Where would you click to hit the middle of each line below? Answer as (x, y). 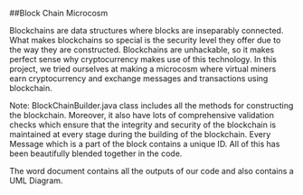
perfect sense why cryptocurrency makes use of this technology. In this (143, 59)
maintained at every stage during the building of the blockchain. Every (140, 134)
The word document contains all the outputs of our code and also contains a (151, 171)
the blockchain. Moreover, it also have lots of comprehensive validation (142, 115)
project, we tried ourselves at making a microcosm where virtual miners (143, 69)
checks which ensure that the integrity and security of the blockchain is (143, 125)
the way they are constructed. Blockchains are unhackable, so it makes (142, 50)
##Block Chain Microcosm (59, 13)
